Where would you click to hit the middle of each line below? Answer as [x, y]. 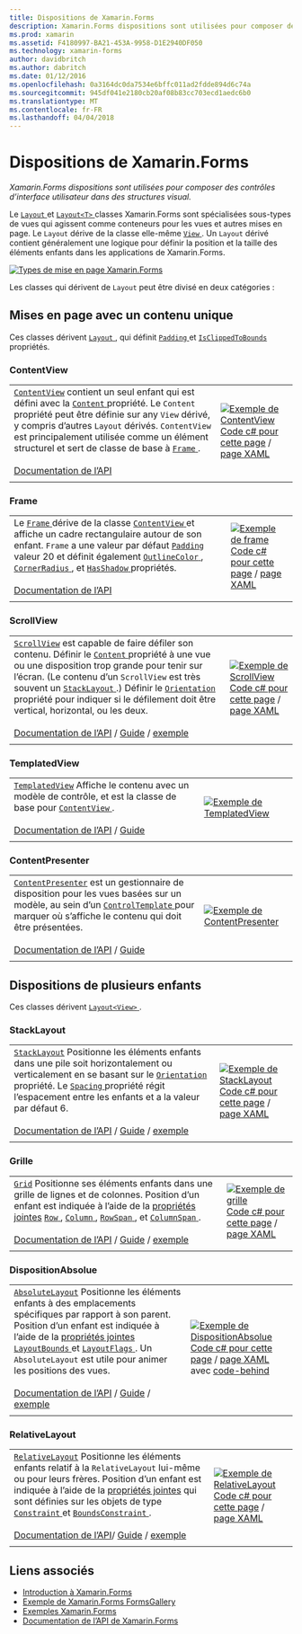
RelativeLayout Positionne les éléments [98, 1457]
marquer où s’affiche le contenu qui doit [98, 916]
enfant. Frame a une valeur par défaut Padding [109, 546]
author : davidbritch [48, 59]
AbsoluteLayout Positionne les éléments [98, 1292]
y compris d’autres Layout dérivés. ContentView [112, 426]
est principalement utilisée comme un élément [111, 437]
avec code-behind [230, 1371]
